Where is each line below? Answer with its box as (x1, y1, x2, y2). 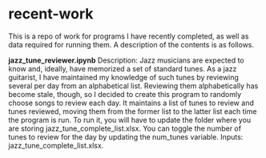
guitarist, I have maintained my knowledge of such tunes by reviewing (8, 72, 239, 82)
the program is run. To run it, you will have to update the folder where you (8, 115, 252, 124)
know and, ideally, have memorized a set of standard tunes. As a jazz (8, 63, 237, 73)
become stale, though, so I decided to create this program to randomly (8, 89, 242, 99)
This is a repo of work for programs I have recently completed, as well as (8, 31, 249, 41)
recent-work (8, 5, 94, 23)
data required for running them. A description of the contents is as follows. (8, 39, 255, 49)
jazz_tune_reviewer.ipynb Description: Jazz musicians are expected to (8, 55, 244, 65)
